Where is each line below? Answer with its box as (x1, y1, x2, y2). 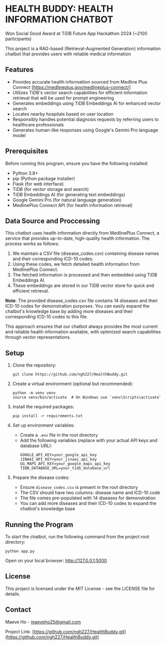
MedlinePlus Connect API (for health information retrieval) (12, 202, 133, 208)
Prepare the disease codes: (12, 474, 70, 481)
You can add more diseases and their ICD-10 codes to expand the (20, 500, 157, 507)
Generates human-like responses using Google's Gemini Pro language (12, 127, 158, 133)
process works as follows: (5, 241, 59, 247)
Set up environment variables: (12, 422, 75, 428)
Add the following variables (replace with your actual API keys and (20, 438, 157, 444)
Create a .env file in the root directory (20, 432, 98, 438)
